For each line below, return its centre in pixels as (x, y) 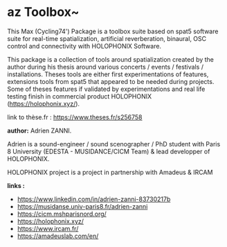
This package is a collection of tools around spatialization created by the (111, 59)
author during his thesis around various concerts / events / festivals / (106, 67)
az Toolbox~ (43, 12)
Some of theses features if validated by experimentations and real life (106, 89)
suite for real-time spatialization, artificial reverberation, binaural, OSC (107, 38)
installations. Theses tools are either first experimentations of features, (108, 74)
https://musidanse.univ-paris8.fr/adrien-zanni (82, 206)
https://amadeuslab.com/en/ (58, 236)
